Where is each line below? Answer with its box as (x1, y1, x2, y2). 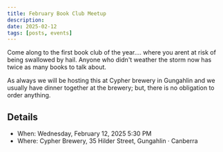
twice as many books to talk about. (7, 63, 107, 71)
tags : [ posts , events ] (7, 29, 72, 37)
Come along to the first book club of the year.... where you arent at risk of (7, 48, 216, 57)
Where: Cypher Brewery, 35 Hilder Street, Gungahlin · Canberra (17, 137, 198, 145)
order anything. (7, 91, 51, 99)
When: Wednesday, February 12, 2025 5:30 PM (17, 129, 152, 138)
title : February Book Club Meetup (7, 10, 107, 17)
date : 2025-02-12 (7, 23, 57, 30)
